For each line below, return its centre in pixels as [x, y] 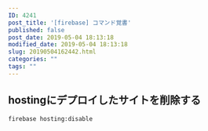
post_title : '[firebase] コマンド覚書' [70, 23]
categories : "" [33, 60]
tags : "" [22, 67]
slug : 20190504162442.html [52, 52]
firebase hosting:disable [50, 118]
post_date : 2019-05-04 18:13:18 [61, 37]
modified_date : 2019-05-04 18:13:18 [68, 45]
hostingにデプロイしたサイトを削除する [105, 100]
